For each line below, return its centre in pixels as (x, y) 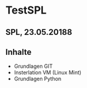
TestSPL (26, 10)
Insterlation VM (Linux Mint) (48, 73)
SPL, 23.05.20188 (39, 32)
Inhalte (19, 52)
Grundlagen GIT (34, 66)
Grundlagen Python (38, 79)
